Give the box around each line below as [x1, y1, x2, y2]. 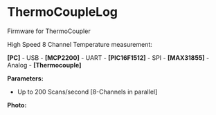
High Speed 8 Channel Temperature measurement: [7, 40, 152, 48]
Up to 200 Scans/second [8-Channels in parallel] [17, 87, 158, 96]
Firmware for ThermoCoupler [7, 27, 91, 35]
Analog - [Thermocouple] [7, 61, 82, 69]
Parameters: [7, 74, 44, 83]
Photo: [7, 101, 27, 109]
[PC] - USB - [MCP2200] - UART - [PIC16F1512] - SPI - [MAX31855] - [7, 53, 210, 62]
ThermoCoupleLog [7, 4, 118, 20]
